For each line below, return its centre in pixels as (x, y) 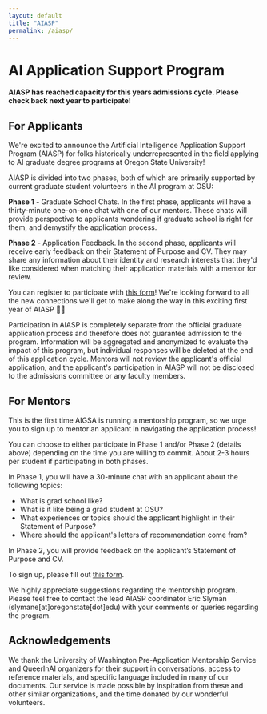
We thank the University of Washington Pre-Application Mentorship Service (132, 660)
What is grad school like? (61, 500)
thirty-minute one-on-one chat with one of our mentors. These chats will (128, 211)
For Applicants (46, 126)
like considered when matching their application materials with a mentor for (132, 268)
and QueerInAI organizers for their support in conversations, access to (124, 668)
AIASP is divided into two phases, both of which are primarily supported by (132, 178)
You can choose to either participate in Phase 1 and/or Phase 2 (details (125, 444)
